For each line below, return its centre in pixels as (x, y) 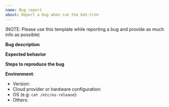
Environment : (20, 74)
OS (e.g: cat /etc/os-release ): (45, 94)
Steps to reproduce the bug (35, 64)
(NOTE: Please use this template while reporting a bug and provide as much (85, 29)
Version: (21, 84)
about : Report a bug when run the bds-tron (52, 15)
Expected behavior (26, 54)
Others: (21, 100)
